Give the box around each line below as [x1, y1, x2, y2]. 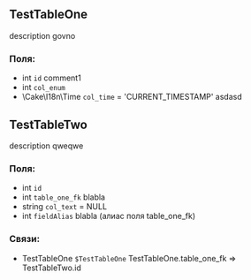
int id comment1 [21, 72, 81, 83]
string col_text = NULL [21, 201, 108, 212]
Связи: [9, 233, 41, 246]
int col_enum [21, 82, 66, 93]
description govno [9, 30, 76, 41]
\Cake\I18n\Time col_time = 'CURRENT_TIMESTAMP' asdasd [21, 92, 243, 102]
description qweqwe [9, 140, 84, 151]
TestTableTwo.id [21, 262, 82, 273]
